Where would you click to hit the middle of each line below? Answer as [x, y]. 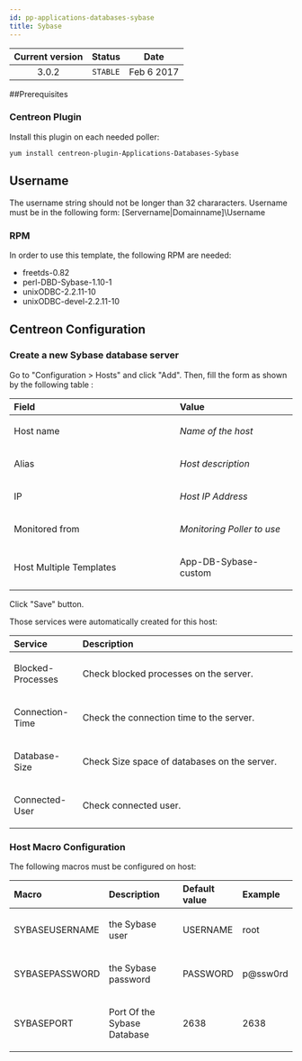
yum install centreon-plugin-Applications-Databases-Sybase [124, 153]
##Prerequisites [39, 94]
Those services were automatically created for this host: [114, 621]
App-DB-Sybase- [219, 561]
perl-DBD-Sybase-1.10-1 [67, 282]
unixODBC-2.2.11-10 [59, 291]
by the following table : [52, 385]
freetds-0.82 [46, 272]
